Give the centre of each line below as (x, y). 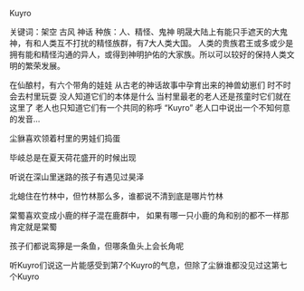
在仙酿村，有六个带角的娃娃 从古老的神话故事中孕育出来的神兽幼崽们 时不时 (150, 85)
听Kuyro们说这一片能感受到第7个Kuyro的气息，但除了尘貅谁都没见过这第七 (148, 265)
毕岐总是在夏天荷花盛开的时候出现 (73, 157)
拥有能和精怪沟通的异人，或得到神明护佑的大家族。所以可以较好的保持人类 (148, 54)
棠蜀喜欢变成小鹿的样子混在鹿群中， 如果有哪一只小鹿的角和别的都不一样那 (149, 215)
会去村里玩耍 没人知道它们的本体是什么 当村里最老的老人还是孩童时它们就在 (150, 96)
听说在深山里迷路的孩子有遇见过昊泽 (77, 177)
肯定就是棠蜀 (33, 227)
